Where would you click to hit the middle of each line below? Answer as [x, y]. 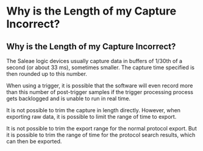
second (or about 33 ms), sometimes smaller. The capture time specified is [101, 67]
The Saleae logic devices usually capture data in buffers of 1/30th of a [94, 61]
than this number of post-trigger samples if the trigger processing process [100, 92]
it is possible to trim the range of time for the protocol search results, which [101, 135]
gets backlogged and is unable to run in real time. [69, 99]
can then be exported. [34, 141]
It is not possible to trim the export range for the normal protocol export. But [101, 128]
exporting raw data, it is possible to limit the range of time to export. [91, 117]
